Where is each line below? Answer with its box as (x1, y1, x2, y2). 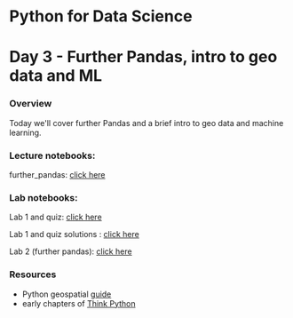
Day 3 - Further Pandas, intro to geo (9, 47, 278, 68)
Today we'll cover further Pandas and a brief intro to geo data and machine (9, 117, 284, 128)
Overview (9, 98, 52, 110)
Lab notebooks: (9, 191, 78, 203)
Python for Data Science (9, 6, 193, 27)
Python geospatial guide (21, 289, 112, 299)
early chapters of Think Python (21, 298, 136, 308)
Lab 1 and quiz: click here (9, 211, 102, 223)
